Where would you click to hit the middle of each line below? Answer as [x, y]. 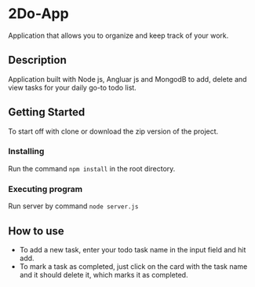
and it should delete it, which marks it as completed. [104, 274]
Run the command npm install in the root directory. [92, 168]
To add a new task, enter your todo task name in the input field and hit [133, 249]
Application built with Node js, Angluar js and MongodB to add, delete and [127, 79]
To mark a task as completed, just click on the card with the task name [133, 266]
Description [37, 60]
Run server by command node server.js [73, 206]
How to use [36, 231]
